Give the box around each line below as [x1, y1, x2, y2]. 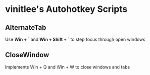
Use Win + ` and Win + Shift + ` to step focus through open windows [5, 36, 146, 42]
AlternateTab [5, 23, 46, 32]
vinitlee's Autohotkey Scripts [5, 3, 128, 15]
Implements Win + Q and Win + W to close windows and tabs [5, 64, 130, 70]
